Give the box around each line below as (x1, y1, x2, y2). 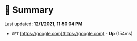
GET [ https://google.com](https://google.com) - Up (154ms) (11, 30, 133, 36)
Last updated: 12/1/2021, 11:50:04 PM (4, 21, 83, 27)
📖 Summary (4, 4, 54, 16)
